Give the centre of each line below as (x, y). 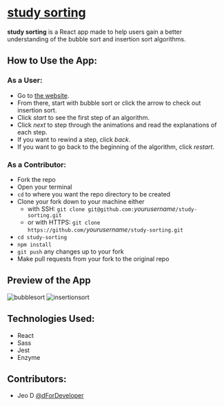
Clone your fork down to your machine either (81, 201)
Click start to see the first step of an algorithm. (83, 117)
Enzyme (29, 357)
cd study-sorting (42, 237)
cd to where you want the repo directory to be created (94, 194)
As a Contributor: (37, 165)
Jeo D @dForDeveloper (50, 396)
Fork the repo (37, 179)
